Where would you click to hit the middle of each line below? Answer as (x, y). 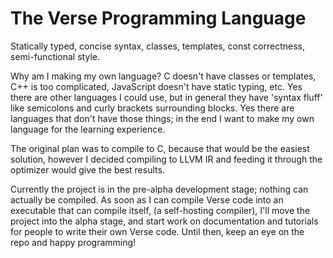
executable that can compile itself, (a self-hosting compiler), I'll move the (160, 210)
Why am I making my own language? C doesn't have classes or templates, (163, 76)
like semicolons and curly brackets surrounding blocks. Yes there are (152, 108)
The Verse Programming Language (158, 18)
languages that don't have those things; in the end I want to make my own (162, 118)
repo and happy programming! (73, 242)
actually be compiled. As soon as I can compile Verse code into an (147, 199)
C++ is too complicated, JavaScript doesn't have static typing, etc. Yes (156, 86)
